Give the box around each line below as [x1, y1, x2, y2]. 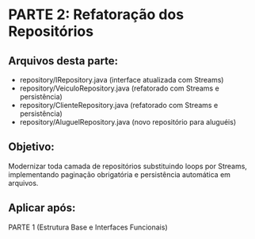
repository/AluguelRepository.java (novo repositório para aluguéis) [19, 118, 236, 126]
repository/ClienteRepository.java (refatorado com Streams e [19, 101, 219, 110]
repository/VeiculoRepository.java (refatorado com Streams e [19, 83, 219, 93]
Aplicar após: [8, 201, 76, 215]
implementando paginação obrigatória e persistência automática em [8, 169, 231, 179]
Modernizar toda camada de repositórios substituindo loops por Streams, [8, 161, 248, 171]
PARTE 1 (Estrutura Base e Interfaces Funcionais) [8, 222, 168, 232]
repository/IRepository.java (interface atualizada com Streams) [19, 75, 224, 84]
